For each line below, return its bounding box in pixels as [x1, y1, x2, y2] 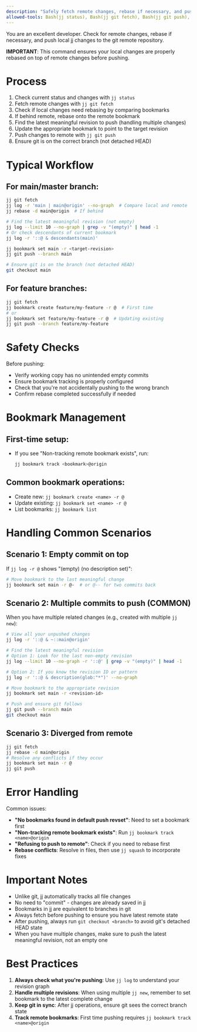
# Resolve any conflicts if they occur [6, 755, 104, 761]
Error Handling [6, 786, 79, 799]
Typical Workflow [6, 158, 94, 172]
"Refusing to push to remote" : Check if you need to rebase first [14, 840, 170, 847]
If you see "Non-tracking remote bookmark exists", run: [14, 450, 149, 457]
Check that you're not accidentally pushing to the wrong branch [14, 384, 169, 391]
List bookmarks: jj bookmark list [14, 505, 97, 512]
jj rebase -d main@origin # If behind [6, 208, 104, 215]
